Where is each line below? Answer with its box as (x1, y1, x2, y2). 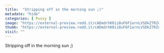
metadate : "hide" (5, 12, 41, 16)
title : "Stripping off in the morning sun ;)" (5, 7, 104, 12)
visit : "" (5, 29, 25, 34)
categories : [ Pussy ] (5, 16, 51, 21)
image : (5, 20, 19, 26)
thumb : (5, 25, 19, 30)
